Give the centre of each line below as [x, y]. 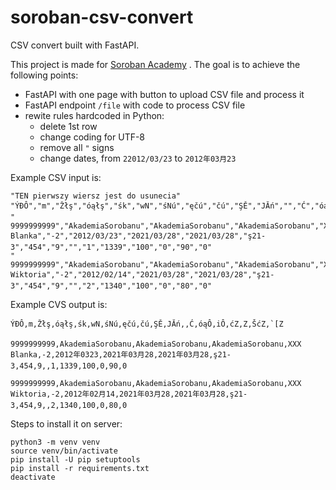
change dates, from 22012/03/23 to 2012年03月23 [138, 158]
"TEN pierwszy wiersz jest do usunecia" [96, 196]
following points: [44, 75]
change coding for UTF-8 [92, 137]
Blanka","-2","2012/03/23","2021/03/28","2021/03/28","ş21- [138, 236]
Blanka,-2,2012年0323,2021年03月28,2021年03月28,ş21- [121, 354]
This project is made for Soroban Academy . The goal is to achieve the [155, 64]
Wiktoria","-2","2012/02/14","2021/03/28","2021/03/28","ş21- [142, 274]
